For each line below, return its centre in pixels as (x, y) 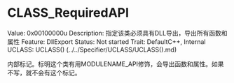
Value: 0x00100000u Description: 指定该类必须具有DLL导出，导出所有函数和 (117, 33)
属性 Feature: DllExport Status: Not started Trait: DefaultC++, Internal (106, 41)
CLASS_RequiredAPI (68, 13)
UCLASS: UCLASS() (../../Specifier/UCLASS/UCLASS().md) (92, 50)
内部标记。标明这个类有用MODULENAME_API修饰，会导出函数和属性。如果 (116, 63)
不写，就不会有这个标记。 (44, 73)
